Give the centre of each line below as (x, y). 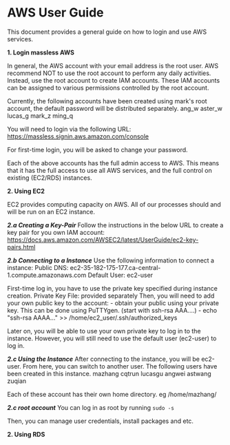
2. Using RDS (26, 434)
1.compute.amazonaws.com (47, 275)
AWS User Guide (55, 13)
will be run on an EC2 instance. (51, 211)
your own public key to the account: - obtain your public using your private (113, 303)
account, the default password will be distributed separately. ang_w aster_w (115, 108)
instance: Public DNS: (38, 267)
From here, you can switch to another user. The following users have (120, 366)
